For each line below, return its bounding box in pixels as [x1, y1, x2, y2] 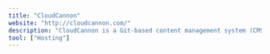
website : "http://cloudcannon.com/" [8, 19, 131, 27]
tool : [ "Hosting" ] [8, 33, 70, 42]
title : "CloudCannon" [8, 11, 81, 20]
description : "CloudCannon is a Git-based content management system [8, 26, 247, 34]
